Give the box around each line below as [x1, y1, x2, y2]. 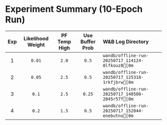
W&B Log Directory [102, 38, 149, 45]
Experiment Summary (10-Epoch [5, 3, 143, 15]
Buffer [80, 38, 96, 45]
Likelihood [23, 35, 49, 42]
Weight [27, 41, 45, 48]
